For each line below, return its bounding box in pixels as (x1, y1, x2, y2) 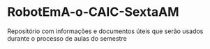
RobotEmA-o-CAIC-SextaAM (7, 4, 179, 20)
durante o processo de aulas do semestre (7, 34, 127, 42)
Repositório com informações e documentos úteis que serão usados (7, 27, 204, 35)
